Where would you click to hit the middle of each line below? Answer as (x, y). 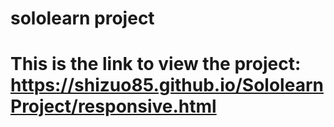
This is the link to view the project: (156, 64)
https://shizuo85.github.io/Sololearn (167, 85)
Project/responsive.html (113, 106)
